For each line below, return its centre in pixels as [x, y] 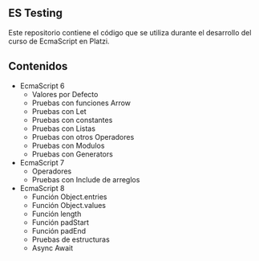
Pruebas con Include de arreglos [86, 179]
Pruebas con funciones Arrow [81, 103]
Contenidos [38, 66]
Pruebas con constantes [72, 120]
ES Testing [35, 13]
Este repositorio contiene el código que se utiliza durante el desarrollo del [130, 32]
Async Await [53, 247]
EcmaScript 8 [42, 188]
